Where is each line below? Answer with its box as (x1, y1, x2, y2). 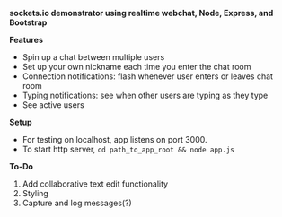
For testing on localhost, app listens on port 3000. (22, 135, 207, 144)
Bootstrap (9, 17, 48, 28)
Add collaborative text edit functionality (22, 178, 169, 189)
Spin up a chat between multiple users (22, 52, 165, 62)
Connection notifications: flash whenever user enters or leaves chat (22, 71, 274, 82)
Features (9, 35, 43, 45)
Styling (22, 188, 49, 198)
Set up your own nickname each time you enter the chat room (22, 62, 251, 72)
